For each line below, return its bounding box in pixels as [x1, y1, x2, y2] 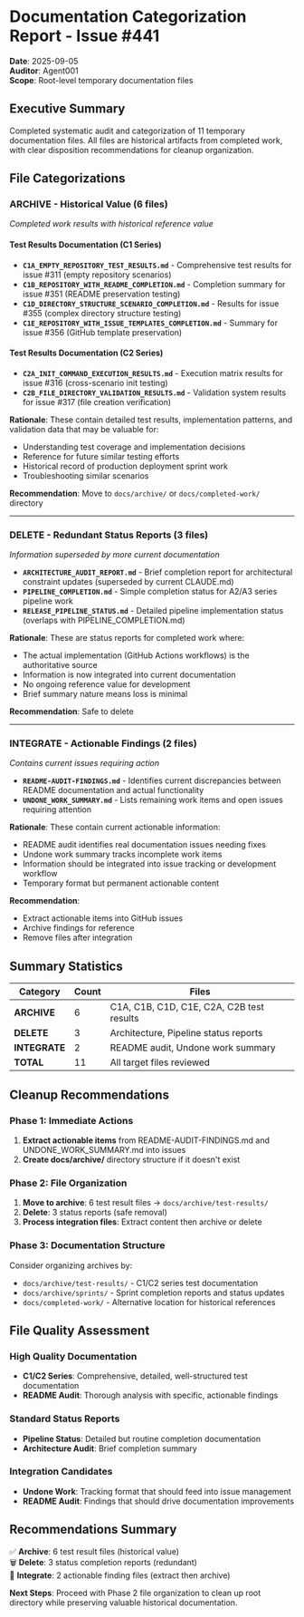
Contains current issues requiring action [9, 758, 160, 769]
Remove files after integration [22, 932, 133, 944]
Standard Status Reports [9, 1412, 120, 1425]
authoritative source [22, 660, 98, 671]
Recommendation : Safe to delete [9, 706, 134, 717]
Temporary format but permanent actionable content [22, 877, 220, 889]
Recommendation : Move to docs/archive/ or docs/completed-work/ [9, 488, 261, 499]
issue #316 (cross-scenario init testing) [22, 377, 169, 388]
